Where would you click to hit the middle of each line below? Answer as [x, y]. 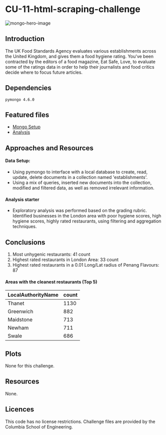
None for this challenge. [30, 366]
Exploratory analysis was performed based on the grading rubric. [79, 210]
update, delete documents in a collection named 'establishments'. [80, 177]
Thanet [16, 303]
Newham [18, 328]
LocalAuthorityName [33, 295]
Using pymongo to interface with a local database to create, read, [80, 172]
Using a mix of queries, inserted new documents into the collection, [82, 182]
